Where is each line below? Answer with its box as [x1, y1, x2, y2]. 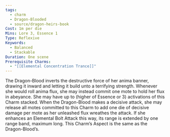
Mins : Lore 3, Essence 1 [5, 31, 58, 36]
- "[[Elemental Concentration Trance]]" [10, 64, 96, 69]
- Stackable [10, 50, 36, 55]
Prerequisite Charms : [5, 59, 51, 64]
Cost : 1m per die [5, 26, 42, 31]
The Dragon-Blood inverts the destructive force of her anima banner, [5, 78, 149, 84]
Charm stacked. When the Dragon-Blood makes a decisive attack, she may [5, 99, 162, 105]
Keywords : [5, 40, 26, 45]
